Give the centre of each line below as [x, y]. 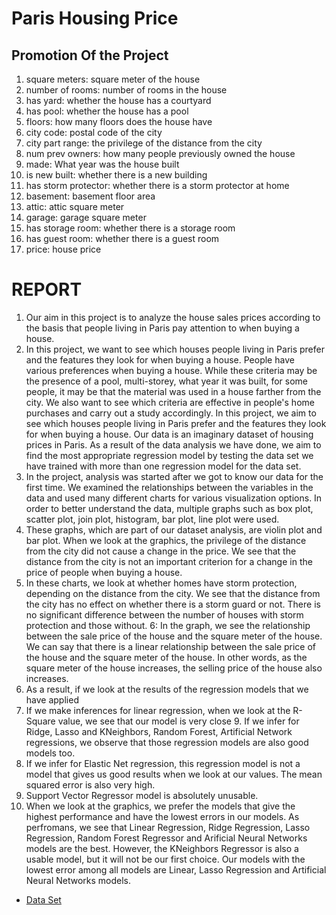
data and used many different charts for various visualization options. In [174, 498]
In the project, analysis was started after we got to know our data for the [174, 476]
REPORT [47, 289]
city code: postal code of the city [94, 132]
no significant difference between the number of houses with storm [164, 614]
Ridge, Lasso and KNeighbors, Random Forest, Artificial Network [159, 731]
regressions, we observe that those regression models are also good [167, 742]
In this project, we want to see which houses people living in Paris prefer [175, 349]
